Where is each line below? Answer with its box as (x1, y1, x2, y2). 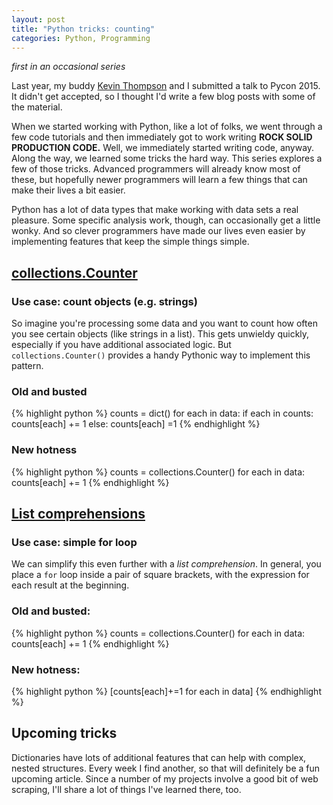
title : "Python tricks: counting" (11, 24, 156, 34)
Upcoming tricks (11, 725, 118, 742)
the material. (11, 101, 63, 113)
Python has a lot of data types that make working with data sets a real (11, 204, 299, 216)
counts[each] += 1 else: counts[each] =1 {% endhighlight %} (11, 418, 261, 430)
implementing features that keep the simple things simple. (11, 236, 250, 248)
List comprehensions (11, 506, 146, 523)
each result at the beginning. (11, 579, 130, 591)
